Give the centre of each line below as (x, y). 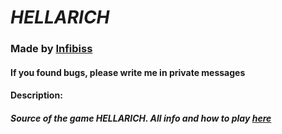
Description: (36, 95)
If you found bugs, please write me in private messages (128, 72)
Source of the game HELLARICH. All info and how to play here (141, 118)
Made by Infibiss (51, 49)
